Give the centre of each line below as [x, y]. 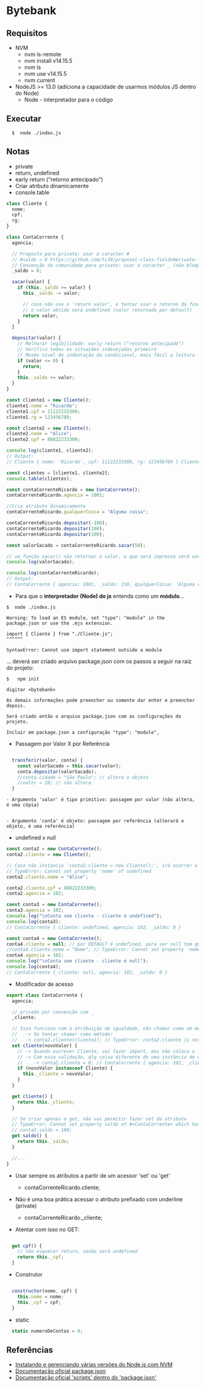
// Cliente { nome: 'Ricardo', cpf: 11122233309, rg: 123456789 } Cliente [103, 462]
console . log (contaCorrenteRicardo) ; [53, 573]
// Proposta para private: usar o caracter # [71, 254]
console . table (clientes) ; [39, 479]
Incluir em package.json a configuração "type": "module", [83, 732]
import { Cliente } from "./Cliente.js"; [60, 634]
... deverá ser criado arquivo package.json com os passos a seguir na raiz [99, 661]
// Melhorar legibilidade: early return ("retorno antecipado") [101, 344]
